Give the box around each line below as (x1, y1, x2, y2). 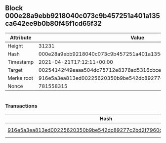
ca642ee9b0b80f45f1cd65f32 (5, 19, 102, 28)
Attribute (9, 34, 32, 41)
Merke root (7, 74, 34, 81)
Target (7, 66, 23, 73)
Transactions (5, 102, 38, 109)
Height (7, 42, 23, 49)
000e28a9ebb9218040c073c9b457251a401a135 (5, 12, 161, 20)
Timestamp (7, 58, 34, 65)
